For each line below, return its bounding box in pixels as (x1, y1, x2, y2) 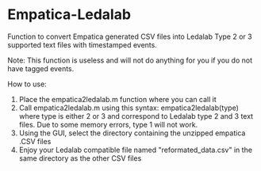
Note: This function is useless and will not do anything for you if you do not (7, 55, 253, 65)
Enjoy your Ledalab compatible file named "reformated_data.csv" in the (18, 145, 253, 154)
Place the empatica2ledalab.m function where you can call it (18, 94, 217, 104)
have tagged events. (7, 63, 75, 73)
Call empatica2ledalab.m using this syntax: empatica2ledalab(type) (18, 103, 240, 112)
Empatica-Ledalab (7, 6, 132, 24)
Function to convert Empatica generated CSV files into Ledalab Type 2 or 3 (7, 32, 252, 41)
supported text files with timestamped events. (7, 40, 158, 49)
